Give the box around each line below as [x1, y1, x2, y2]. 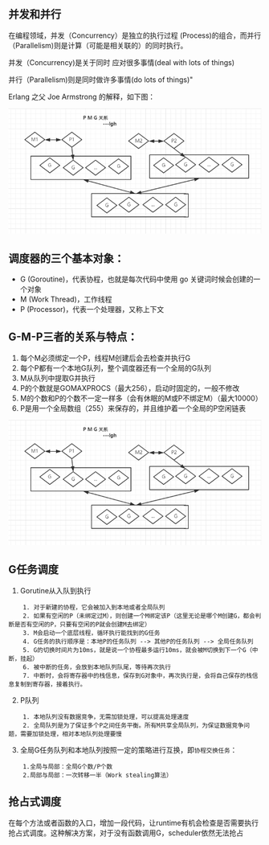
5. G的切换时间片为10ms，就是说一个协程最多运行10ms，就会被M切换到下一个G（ [22, 646, 253, 654]
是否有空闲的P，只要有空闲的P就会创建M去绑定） [14, 620, 151, 629]
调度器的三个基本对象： [8, 252, 124, 265]
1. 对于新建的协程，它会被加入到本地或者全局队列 [22, 603, 165, 611]
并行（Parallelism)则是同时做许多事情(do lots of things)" [8, 75, 194, 84]
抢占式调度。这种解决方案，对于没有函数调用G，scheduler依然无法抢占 [8, 827, 243, 838]
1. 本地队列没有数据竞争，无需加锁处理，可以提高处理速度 [22, 712, 190, 721]
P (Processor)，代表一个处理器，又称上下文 [19, 304, 165, 314]
